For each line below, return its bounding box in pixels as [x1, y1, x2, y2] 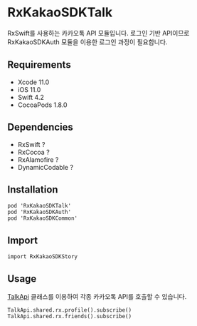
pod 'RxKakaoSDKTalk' [7, 203, 72, 210]
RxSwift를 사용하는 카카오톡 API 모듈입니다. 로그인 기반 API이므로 [7, 29, 190, 37]
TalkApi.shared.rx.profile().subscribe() [7, 307, 132, 314]
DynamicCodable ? [17, 163, 73, 171]
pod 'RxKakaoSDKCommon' [7, 215, 78, 222]
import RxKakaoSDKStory [7, 253, 78, 260]
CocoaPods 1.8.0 [17, 101, 68, 109]
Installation [7, 183, 58, 195]
